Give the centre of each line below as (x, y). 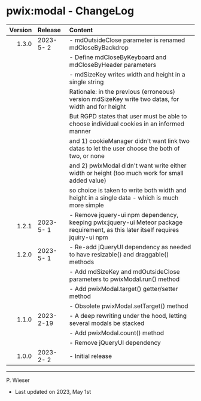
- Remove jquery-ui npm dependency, (124, 215)
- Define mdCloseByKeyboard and (118, 57)
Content (81, 30)
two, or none (87, 155)
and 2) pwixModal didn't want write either (128, 166)
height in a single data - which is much (124, 197)
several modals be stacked (107, 323)
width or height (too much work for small (126, 173)
